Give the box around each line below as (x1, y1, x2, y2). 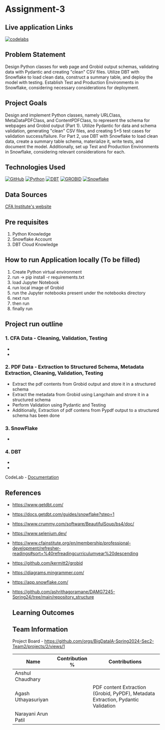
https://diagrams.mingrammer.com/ (12, 569, 84, 576)
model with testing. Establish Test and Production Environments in (5, 79, 139, 85)
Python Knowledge (12, 231, 51, 237)
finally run (12, 305, 33, 312)
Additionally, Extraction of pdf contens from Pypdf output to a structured (12, 407, 160, 413)
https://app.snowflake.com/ (12, 579, 69, 585)
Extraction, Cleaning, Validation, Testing (5, 369, 103, 376)
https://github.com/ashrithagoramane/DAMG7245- (12, 589, 115, 595)
